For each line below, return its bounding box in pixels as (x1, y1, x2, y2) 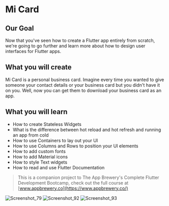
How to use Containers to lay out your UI (12, 137, 98, 143)
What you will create (5, 63, 72, 72)
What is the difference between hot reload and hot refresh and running (12, 126, 161, 133)
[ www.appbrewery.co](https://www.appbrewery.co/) (17, 185, 128, 191)
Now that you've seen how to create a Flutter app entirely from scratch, (5, 37, 155, 43)
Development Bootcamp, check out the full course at (17, 179, 129, 186)
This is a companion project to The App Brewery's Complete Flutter (17, 174, 159, 181)
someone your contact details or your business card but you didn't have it (5, 82, 160, 88)
